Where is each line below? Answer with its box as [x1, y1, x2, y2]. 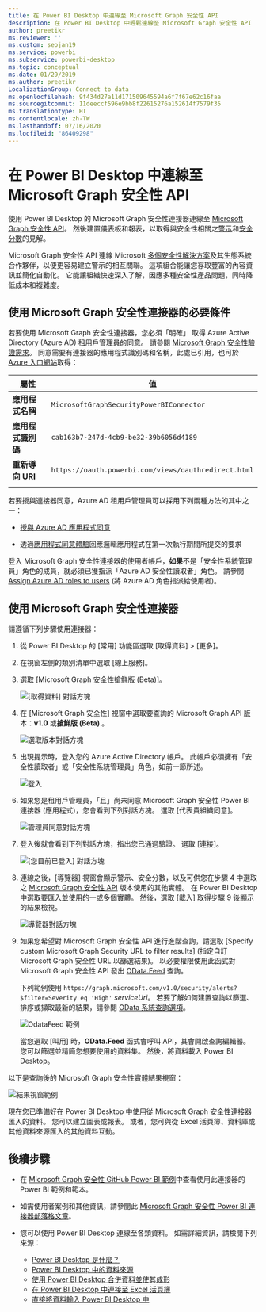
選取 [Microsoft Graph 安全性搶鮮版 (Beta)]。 [19, 675, 166, 684]
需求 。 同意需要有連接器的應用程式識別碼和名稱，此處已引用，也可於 [14, 348, 239, 358]
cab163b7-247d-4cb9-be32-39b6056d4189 [51, 433, 198, 442]
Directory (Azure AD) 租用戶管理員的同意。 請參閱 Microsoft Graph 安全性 [8, 338, 249, 347]
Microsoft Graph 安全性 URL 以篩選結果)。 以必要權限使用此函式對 [19, 956, 236, 966]
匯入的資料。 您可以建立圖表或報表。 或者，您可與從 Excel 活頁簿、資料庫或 [8, 1117, 256, 1126]
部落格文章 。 [33, 1211, 76, 1221]
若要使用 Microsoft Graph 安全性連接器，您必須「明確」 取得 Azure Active [8, 328, 249, 338]
